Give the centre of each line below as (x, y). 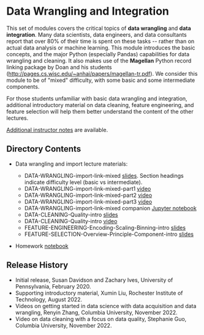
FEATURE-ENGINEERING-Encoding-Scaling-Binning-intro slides (105, 227)
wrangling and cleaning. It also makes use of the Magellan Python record (99, 61)
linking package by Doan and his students (59, 67)
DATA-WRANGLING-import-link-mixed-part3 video (88, 201)
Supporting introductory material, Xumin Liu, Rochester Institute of (99, 293)
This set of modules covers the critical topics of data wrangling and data (99, 28)
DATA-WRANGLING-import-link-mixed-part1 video (88, 188)
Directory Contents (44, 149)
